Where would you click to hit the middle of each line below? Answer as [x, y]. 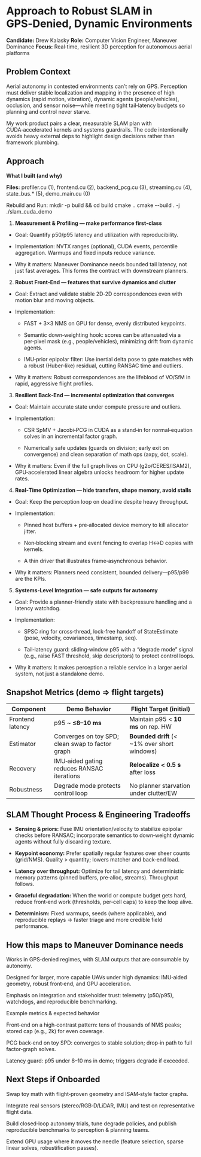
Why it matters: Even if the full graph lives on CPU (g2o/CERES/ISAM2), [103, 465]
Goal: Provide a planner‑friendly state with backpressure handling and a [103, 602]
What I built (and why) [34, 175]
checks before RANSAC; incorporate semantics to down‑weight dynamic [104, 835]
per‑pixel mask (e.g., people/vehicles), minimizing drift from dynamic [109, 341]
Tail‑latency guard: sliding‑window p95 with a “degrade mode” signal [109, 649]
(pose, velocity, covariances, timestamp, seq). [80, 638]
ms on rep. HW [150, 727]
